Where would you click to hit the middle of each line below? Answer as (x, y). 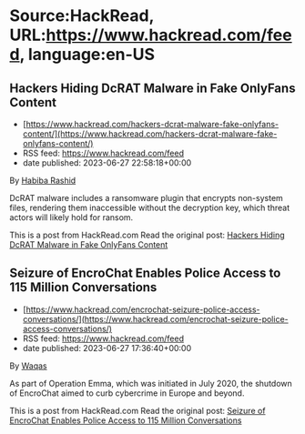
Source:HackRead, (82, 16)
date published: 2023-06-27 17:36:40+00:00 (107, 348)
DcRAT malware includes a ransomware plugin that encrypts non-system (147, 198)
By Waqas (28, 366)
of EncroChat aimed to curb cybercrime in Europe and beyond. (127, 393)
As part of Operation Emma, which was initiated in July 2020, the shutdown (151, 383)
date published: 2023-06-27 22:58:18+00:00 (107, 163)
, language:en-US (87, 55)
